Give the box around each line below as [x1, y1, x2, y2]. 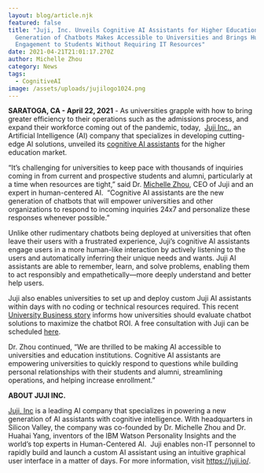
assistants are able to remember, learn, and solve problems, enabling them [8, 262, 250, 271]
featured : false [8, 19, 61, 27]
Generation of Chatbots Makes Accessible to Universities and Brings [15, 33, 247, 42]
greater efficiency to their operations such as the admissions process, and [8, 115, 249, 124]
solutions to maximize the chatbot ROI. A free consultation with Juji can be [8, 319, 249, 328]
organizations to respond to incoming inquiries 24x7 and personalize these [8, 205, 251, 214]
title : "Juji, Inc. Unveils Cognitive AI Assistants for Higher [8, 26, 223, 34]
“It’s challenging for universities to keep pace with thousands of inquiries [8, 163, 244, 173]
